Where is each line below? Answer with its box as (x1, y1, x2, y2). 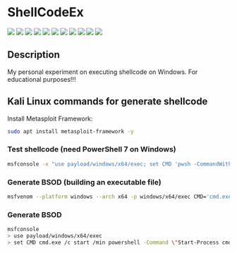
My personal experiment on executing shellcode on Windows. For (7, 68, 198, 76)
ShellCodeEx (7, 4, 85, 20)
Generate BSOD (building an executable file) (7, 177, 162, 187)
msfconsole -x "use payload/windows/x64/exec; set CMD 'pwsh (7, 160, 191, 168)
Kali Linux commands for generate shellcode (7, 96, 208, 108)
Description (7, 49, 60, 61)
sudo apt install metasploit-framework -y (7, 128, 134, 135)
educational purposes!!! (7, 75, 76, 83)
